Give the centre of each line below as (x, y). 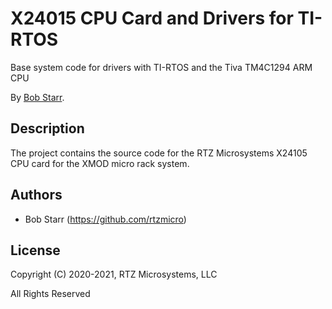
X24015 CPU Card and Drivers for (152, 18)
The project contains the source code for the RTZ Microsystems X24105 (159, 153)
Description (47, 128)
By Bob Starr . (37, 97)
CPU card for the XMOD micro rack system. (100, 163)
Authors (36, 195)
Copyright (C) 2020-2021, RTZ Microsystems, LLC (114, 274)
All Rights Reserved (50, 294)
